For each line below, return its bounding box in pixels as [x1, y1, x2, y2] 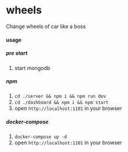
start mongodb [14, 64, 51, 71]
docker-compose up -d [14, 134, 67, 140]
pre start [6, 50, 28, 57]
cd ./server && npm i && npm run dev [14, 94, 106, 99]
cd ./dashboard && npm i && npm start [14, 100, 109, 106]
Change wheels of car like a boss [6, 23, 86, 30]
